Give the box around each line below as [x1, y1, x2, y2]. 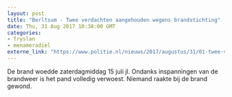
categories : [7, 29, 41, 36]
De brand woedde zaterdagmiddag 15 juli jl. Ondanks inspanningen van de [7, 67, 219, 76]
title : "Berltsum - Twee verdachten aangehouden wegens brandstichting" [7, 17, 221, 23]
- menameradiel [7, 42, 51, 49]
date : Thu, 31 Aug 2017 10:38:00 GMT [7, 23, 116, 30]
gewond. [7, 82, 32, 90]
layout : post [7, 10, 45, 17]
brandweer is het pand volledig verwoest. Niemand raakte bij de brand [7, 74, 208, 83]
